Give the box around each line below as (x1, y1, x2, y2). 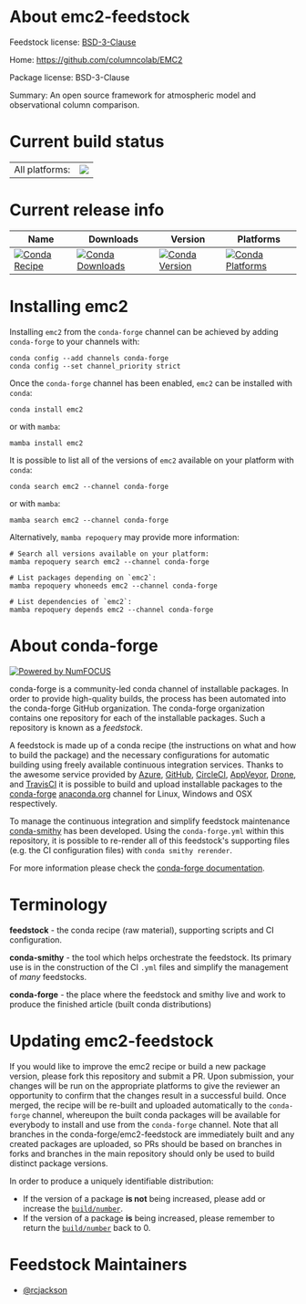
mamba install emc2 (9, 438, 84, 448)
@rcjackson (22, 1284, 68, 1295)
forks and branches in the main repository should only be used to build (9, 1148, 275, 1159)
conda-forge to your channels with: (9, 336, 140, 347)
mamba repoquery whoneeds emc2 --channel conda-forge (9, 581, 219, 590)
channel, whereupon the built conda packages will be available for (31, 1109, 280, 1120)
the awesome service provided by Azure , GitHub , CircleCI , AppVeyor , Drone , (9, 768, 297, 779)
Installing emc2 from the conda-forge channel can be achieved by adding (9, 326, 280, 337)
